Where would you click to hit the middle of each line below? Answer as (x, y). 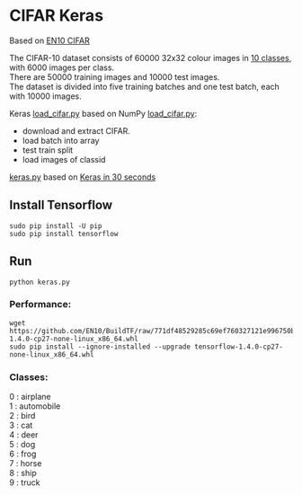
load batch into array (61, 140)
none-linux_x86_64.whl (52, 354)
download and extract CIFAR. (76, 130)
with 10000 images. (46, 96)
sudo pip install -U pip (56, 225)
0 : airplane (30, 397)
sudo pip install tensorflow (64, 234)
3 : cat (21, 425)
